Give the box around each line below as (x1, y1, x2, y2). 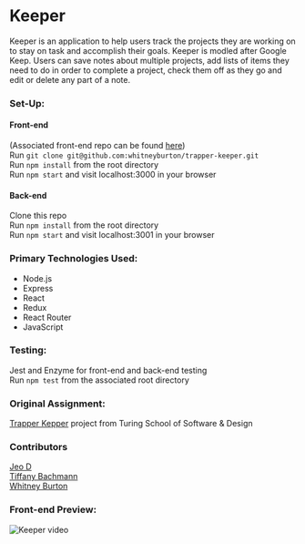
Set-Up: (9, 97, 46, 109)
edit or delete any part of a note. (9, 74, 131, 85)
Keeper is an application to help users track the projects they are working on (9, 36, 296, 46)
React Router (22, 312, 72, 323)
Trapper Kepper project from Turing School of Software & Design (9, 418, 253, 429)
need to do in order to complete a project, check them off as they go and (9, 65, 282, 76)
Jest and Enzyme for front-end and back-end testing (9, 364, 208, 375)
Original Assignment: (9, 397, 107, 410)
